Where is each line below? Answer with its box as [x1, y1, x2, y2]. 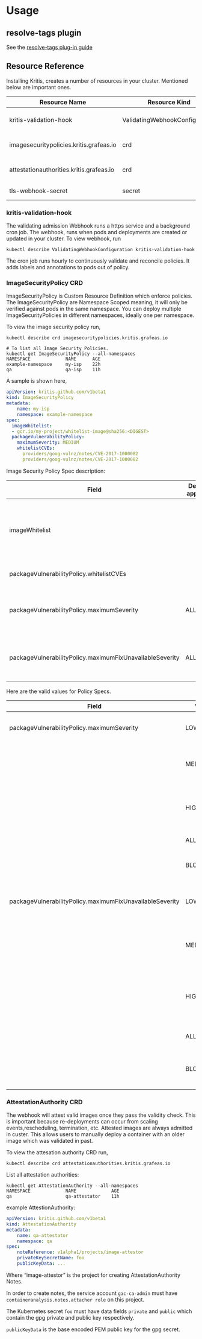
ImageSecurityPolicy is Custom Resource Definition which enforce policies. [6, 292, 192, 299]
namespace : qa [17, 1238, 52, 1244]
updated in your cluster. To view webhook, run [6, 235, 121, 242]
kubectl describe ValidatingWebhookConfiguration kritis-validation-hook [6, 247, 195, 253]
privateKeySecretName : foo [17, 1255, 85, 1261]
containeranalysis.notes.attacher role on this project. [6, 1296, 145, 1303]
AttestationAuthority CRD [6, 1098, 83, 1106]
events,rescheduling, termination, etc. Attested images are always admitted [6, 1124, 193, 1132]
